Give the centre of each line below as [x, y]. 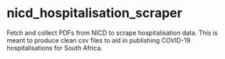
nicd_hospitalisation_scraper [95, 13]
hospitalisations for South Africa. [55, 48]
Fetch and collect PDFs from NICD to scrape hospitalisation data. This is [112, 33]
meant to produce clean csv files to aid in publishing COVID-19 [99, 40]
